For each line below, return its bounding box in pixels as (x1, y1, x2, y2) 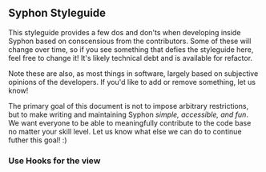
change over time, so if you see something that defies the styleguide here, (8, 44, 254, 54)
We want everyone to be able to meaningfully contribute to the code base (8, 118, 252, 127)
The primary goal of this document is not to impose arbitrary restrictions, (8, 101, 249, 110)
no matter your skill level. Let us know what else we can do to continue (8, 126, 242, 136)
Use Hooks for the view (8, 155, 101, 166)
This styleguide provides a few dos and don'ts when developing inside (8, 27, 241, 37)
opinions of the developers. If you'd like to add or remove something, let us (8, 77, 256, 86)
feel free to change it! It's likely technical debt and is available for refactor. (8, 53, 253, 62)
